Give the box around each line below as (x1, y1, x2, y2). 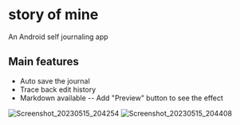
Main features (8, 55, 80, 68)
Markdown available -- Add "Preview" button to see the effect (19, 93, 223, 103)
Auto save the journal (19, 76, 90, 85)
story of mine (8, 6, 99, 24)
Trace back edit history (19, 84, 96, 94)
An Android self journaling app (8, 32, 109, 41)
